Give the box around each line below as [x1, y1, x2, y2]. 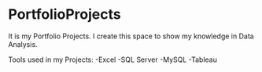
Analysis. [8, 39, 38, 49]
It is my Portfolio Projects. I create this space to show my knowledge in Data [8, 31, 254, 41]
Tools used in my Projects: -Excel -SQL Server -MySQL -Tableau [8, 55, 218, 64]
